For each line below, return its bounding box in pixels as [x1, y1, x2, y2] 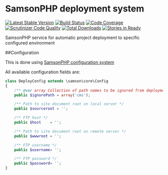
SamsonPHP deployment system [5, 3, 144, 14]
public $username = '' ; [14, 147, 61, 152]
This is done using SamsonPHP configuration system [5, 59, 114, 65]
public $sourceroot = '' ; [14, 106, 68, 111]
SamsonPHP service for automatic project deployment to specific [5, 34, 140, 40]
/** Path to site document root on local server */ [14, 101, 124, 106]
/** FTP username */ [14, 142, 57, 147]
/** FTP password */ [14, 156, 57, 161]
